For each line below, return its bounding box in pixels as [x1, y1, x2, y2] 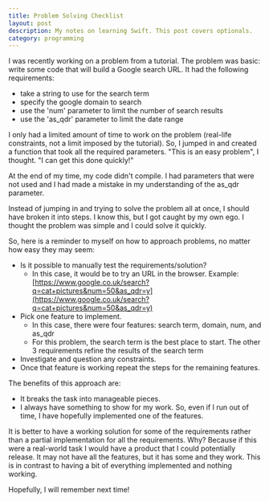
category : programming [8, 34, 84, 43]
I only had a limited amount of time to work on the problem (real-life [8, 130, 232, 140]
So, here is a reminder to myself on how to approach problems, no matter [8, 236, 251, 246]
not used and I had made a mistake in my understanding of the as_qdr [8, 180, 239, 190]
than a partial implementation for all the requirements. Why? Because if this [8, 435, 257, 445]
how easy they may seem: [8, 245, 95, 255]
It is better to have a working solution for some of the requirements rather [8, 426, 251, 436]
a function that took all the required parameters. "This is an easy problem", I [8, 147, 259, 157]
